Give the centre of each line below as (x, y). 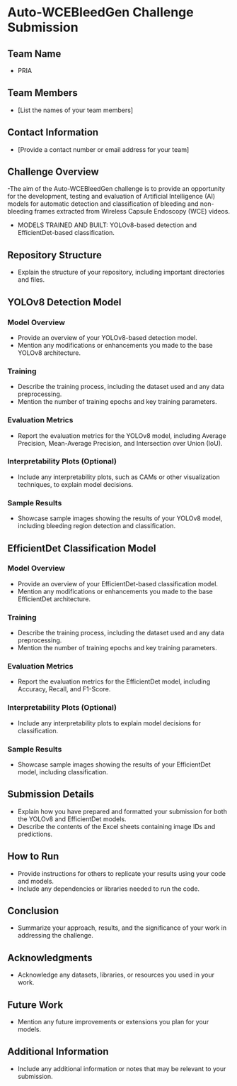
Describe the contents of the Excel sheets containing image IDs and (116, 826)
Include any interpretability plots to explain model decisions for (109, 723)
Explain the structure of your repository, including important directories (121, 272)
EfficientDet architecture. (54, 599)
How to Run (33, 856)
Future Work (35, 1005)
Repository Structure (55, 255)
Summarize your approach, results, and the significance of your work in (122, 928)
